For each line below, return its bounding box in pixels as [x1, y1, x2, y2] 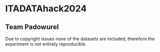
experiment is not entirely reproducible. [5, 41, 87, 47]
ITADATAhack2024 [5, 3, 87, 14]
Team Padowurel [5, 23, 59, 31]
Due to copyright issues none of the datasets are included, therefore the [5, 36, 155, 42]
